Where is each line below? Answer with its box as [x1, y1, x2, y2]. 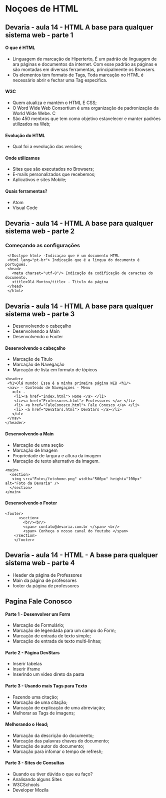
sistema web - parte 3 [5, 310, 75, 318]
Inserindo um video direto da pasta [12, 671, 84, 677]
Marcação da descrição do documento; [12, 732, 94, 738]
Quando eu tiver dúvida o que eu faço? [12, 771, 93, 777]
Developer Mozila [12, 786, 49, 793]
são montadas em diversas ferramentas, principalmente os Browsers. [12, 66, 156, 73]
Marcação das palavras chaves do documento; [12, 737, 109, 743]
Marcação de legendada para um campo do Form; [12, 627, 116, 633]
